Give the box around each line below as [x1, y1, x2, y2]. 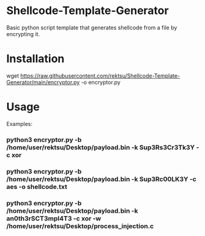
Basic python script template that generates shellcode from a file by [6, 24, 177, 31]
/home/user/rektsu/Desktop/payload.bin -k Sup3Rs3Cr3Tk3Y [6, 143, 195, 152]
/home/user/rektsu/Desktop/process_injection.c [6, 221, 154, 230]
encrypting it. [6, 30, 40, 37]
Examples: [6, 120, 32, 127]
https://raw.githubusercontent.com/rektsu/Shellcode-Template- [20, 72, 181, 79]
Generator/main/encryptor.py [6, 78, 80, 86]
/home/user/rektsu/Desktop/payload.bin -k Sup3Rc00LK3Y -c [6, 175, 197, 183]
